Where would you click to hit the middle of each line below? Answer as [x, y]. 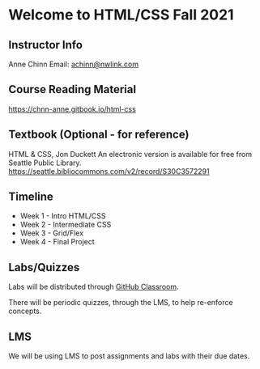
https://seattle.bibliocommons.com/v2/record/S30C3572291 [109, 171]
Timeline [31, 197]
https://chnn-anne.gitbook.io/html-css [72, 109]
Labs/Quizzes [44, 267]
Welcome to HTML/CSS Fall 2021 [121, 15]
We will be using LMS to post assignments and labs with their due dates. [129, 356]
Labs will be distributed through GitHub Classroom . [94, 287]
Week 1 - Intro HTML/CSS [63, 216]
